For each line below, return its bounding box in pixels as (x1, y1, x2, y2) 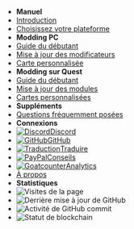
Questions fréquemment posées (15, 110, 124, 119)
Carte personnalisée (15, 58, 84, 68)
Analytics (65, 161, 97, 170)
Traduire (60, 144, 89, 153)
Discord (49, 127, 77, 136)
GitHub (47, 135, 71, 144)
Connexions (15, 119, 58, 127)
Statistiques (15, 178, 58, 188)
